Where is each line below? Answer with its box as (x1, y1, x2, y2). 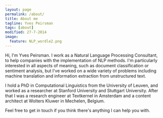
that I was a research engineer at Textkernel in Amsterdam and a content (5, 93, 151, 98)
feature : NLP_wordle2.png (9, 39, 62, 44)
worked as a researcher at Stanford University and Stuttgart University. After (5, 87, 159, 93)
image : (5, 35, 18, 39)
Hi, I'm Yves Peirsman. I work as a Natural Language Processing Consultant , (5, 52, 158, 58)
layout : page (5, 7, 32, 12)
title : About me (5, 16, 38, 21)
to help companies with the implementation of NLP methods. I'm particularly (5, 57, 158, 63)
